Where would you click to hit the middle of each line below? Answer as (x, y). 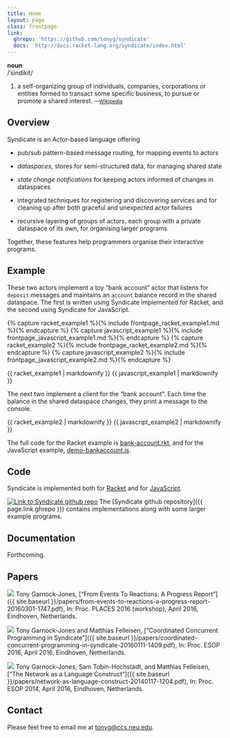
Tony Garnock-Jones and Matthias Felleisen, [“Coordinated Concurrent (117, 631)
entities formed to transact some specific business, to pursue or (108, 93)
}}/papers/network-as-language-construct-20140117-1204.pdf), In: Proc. (111, 681)
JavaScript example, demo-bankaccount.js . (69, 450)
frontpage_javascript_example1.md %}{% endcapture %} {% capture (105, 338)
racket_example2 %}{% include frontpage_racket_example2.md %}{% (107, 345)
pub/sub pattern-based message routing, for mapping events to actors (118, 152)
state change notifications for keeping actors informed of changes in (115, 179)
